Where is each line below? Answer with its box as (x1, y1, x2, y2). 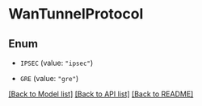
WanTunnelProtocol (8, 5, 144, 23)
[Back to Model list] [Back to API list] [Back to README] (8, 89, 194, 99)
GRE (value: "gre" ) (19, 74, 79, 83)
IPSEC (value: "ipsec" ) (19, 58, 94, 67)
